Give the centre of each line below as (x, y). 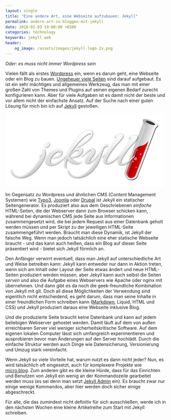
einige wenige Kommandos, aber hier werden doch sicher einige (73, 386)
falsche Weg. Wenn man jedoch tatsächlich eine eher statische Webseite (82, 238)
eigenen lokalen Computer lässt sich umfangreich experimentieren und (80, 333)
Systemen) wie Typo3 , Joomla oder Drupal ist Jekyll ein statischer (75, 200)
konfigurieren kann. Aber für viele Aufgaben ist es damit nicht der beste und (85, 95)
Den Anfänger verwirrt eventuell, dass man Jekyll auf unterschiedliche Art (83, 258)
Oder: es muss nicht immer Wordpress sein (51, 63)
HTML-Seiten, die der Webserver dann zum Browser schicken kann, (77, 211)
